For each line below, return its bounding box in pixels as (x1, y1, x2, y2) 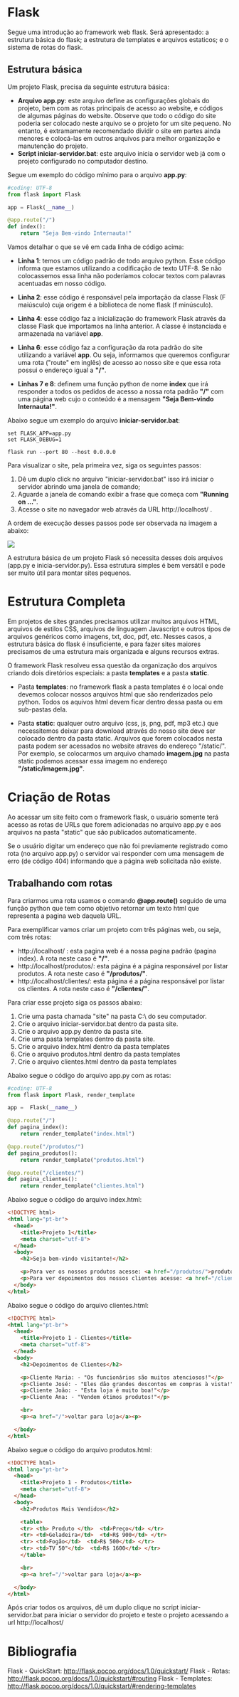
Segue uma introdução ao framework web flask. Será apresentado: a (7, 28, 210, 36)
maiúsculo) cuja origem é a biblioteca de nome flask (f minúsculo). (17, 300, 213, 309)
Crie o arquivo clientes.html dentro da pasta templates (17, 1057, 177, 1066)
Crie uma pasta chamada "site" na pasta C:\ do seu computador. (17, 1012, 208, 1020)
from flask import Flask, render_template (7, 1091, 135, 1099)
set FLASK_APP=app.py (7, 430, 72, 437)
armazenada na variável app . (17, 329, 103, 338)
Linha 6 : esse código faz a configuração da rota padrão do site (17, 343, 203, 351)
